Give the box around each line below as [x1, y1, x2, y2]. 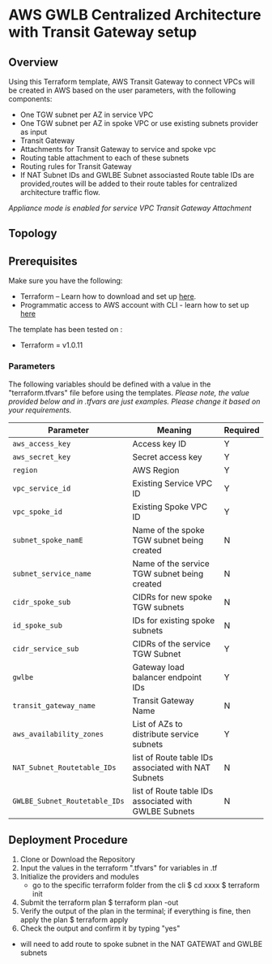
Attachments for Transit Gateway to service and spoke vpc [19, 145, 216, 153]
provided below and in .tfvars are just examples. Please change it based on [8, 396, 261, 406]
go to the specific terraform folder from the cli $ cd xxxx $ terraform [32, 880, 261, 890]
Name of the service [132, 558, 210, 569]
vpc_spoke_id [12, 507, 63, 517]
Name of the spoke [132, 524, 205, 535]
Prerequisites [8, 254, 78, 268]
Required [223, 424, 260, 435]
